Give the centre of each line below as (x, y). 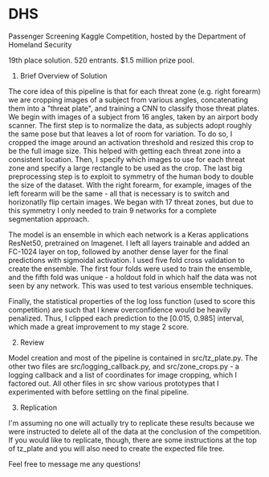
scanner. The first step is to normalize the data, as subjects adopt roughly (130, 125)
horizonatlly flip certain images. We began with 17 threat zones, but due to (131, 202)
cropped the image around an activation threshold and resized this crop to (131, 142)
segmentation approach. (49, 219)
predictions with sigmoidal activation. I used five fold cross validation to (126, 260)
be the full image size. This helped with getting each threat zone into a (124, 151)
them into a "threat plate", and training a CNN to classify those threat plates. (134, 108)
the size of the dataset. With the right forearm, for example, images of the (130, 184)
